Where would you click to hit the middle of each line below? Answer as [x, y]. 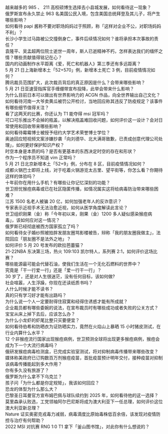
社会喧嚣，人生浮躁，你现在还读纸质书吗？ [49, 283]
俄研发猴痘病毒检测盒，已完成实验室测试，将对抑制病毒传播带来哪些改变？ [82, 351]
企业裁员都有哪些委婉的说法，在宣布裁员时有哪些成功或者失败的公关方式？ [82, 308]
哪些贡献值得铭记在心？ [38, 57]
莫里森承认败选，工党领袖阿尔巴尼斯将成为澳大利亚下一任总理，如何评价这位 [84, 401]
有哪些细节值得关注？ [27, 107]
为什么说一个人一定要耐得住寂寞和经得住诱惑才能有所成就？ [66, 301]
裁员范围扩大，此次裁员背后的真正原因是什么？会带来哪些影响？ [79, 82]
